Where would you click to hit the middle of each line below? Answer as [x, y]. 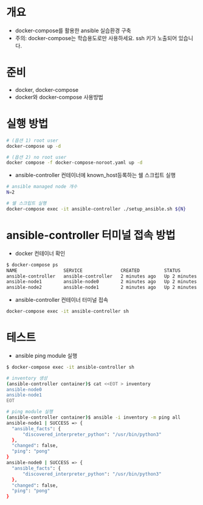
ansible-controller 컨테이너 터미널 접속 [61, 300]
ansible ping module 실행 [46, 355]
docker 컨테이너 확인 [40, 253]
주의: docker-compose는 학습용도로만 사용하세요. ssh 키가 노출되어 [96, 38]
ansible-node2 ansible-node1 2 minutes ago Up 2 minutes [102, 287]
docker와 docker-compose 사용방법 [59, 97]
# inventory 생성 [27, 378]
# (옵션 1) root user [33, 141]
